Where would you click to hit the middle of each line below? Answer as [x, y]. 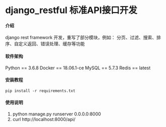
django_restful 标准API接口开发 [71, 10]
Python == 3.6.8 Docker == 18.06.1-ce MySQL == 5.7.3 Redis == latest [78, 68]
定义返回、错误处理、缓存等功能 [51, 44]
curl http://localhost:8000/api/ [44, 119]
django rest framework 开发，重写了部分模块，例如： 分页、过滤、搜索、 [81, 38]
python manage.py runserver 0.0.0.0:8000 [57, 114]
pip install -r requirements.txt [40, 91]
